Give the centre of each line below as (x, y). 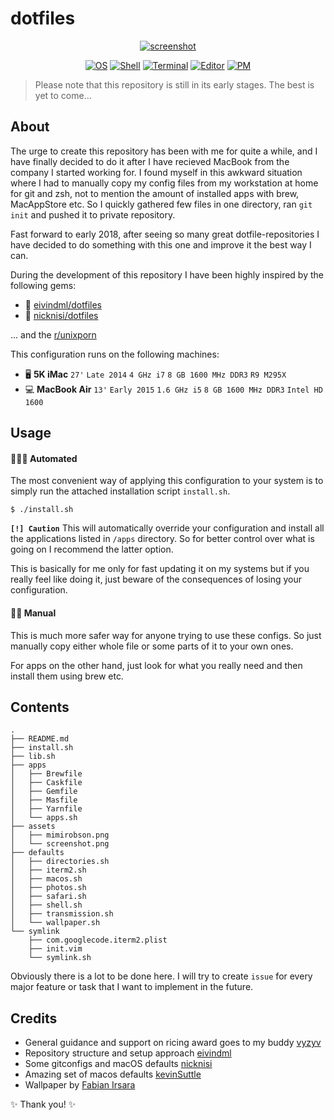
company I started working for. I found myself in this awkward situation (156, 172)
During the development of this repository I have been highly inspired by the (167, 274)
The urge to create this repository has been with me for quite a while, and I (164, 151)
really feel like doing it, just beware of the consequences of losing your (156, 579)
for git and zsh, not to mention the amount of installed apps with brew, (155, 193)
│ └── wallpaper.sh (55, 923)
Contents (40, 707)
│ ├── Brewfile (46, 774)
